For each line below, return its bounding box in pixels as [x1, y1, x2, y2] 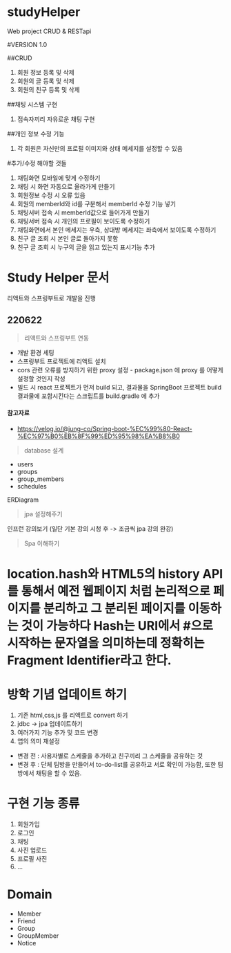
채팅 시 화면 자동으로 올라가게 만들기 [17, 182, 115, 190]
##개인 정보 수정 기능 [7, 129, 65, 138]
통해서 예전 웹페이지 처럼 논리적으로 [21, 583, 211, 599]
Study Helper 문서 [7, 270, 110, 286]
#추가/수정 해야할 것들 [7, 158, 67, 167]
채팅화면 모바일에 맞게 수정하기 [17, 174, 101, 182]
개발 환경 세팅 [17, 348, 54, 356]
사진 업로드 [17, 846, 48, 854]
